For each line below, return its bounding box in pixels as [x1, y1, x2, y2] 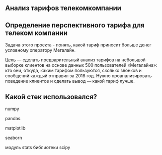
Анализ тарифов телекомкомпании [5, 4, 122, 12]
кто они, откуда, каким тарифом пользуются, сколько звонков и [5, 67, 142, 74]
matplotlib [5, 125, 26, 131]
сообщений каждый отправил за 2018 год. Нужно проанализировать [5, 73, 152, 79]
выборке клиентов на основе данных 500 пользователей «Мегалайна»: [5, 62, 158, 68]
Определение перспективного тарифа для [5, 21, 145, 29]
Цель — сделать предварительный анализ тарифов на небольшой [5, 57, 146, 63]
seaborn [5, 135, 22, 141]
